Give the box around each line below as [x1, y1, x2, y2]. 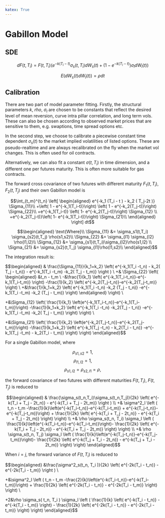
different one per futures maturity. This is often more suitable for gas [5, 166, 144, 172]
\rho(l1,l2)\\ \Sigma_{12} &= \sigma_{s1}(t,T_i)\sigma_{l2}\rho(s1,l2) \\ [13, 239, 152, 245]
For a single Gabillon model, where [5, 339, 75, 345]
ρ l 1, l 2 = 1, [73, 358, 92, 365]
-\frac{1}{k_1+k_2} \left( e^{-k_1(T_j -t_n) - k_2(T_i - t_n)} [29, 324, 143, 330]
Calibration [5, 88, 40, 97]
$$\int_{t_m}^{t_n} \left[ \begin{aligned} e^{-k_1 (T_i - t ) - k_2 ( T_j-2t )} [10, 198, 155, 204]
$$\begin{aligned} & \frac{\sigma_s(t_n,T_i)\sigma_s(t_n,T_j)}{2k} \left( [6, 395, 150, 400]
